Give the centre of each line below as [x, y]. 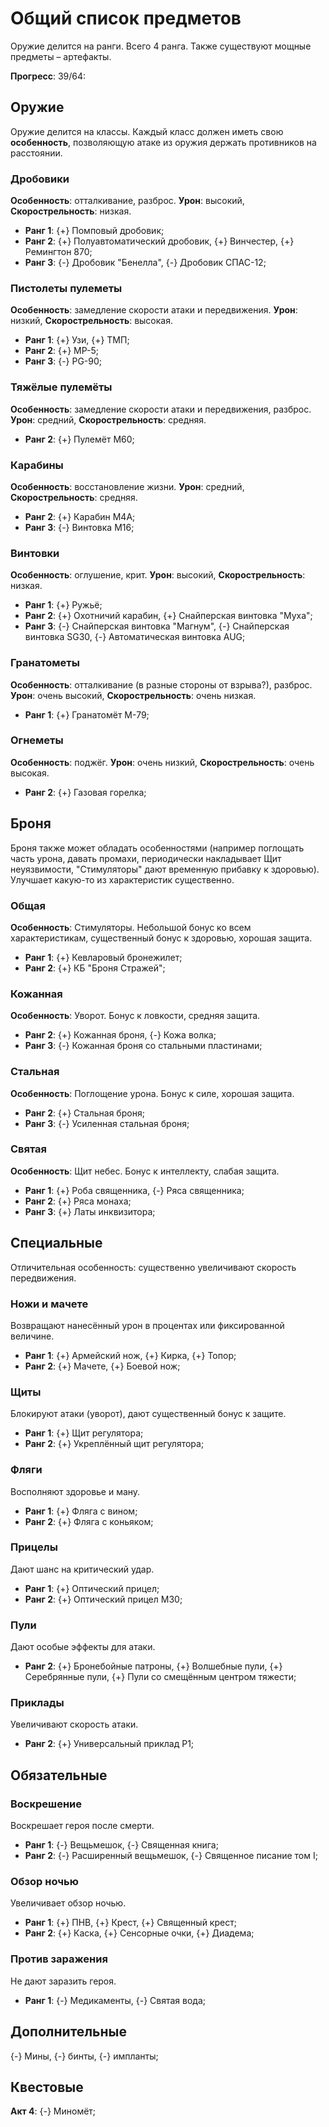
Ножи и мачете [49, 1304]
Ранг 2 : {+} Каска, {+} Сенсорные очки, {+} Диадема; [139, 1933]
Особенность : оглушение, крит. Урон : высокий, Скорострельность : [158, 575]
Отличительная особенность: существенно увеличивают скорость [153, 1267]
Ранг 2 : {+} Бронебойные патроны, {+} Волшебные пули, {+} [153, 1666]
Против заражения [59, 1959]
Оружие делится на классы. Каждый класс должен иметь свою [147, 131]
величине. [32, 1336]
